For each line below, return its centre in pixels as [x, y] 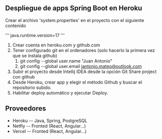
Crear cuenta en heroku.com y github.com [56, 45]
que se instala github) [35, 55]
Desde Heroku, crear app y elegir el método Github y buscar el [77, 82]
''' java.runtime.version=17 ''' [35, 35]
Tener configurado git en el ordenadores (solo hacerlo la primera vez [84, 50]
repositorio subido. [32, 87]
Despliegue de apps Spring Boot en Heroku [74, 8]
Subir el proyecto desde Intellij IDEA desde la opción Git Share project [85, 71]
